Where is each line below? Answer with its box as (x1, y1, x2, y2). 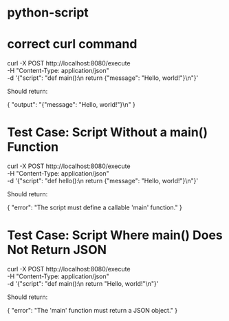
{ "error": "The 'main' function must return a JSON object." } (7, 307, 178, 314)
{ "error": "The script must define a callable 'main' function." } (7, 203, 182, 211)
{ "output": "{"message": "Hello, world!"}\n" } (7, 101, 136, 109)
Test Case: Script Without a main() (7, 125, 208, 141)
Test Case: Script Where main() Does (7, 227, 223, 243)
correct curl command (7, 37, 138, 52)
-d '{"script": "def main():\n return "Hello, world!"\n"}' (7, 280, 159, 287)
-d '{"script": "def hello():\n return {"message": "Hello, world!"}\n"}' (7, 177, 199, 185)
